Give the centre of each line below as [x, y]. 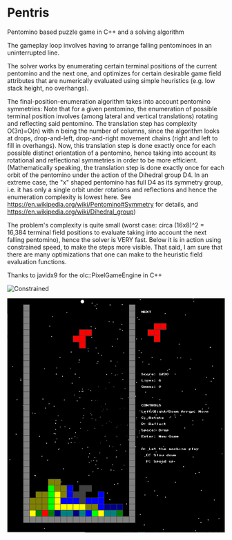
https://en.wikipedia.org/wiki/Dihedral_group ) [71, 212]
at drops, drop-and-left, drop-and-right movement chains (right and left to [113, 138]
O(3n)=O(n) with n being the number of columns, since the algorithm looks [113, 131]
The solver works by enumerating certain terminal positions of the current [112, 66]
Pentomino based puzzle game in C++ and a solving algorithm [96, 32]
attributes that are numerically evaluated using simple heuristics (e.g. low [111, 80]
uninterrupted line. [33, 53]
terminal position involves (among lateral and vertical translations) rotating [113, 116]
